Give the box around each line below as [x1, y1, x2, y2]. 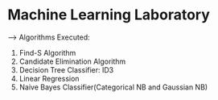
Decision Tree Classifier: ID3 [19, 65, 114, 74]
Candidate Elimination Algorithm [19, 56, 126, 66]
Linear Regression [19, 73, 80, 83]
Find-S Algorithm [19, 48, 76, 57]
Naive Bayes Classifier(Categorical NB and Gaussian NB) [19, 82, 208, 92]
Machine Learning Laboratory [7, 6, 211, 24]
